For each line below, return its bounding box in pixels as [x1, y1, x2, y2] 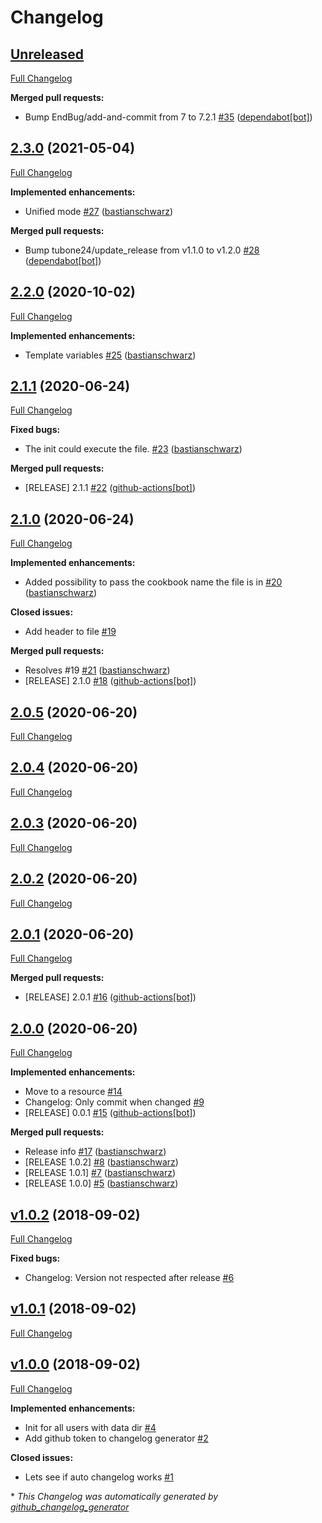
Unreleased [10, 46, 85, 63]
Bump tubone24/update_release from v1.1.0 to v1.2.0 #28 [24, 244, 260, 256]
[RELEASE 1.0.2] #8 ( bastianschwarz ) [24, 1156, 179, 1168]
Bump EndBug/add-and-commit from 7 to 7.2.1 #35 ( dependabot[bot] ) [24, 111, 313, 123]
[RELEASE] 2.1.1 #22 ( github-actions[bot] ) [24, 482, 197, 494]
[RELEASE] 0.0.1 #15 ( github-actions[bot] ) [24, 1107, 197, 1119]
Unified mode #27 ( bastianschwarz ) [24, 205, 173, 217]
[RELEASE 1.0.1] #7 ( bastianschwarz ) [24, 1167, 177, 1179]
